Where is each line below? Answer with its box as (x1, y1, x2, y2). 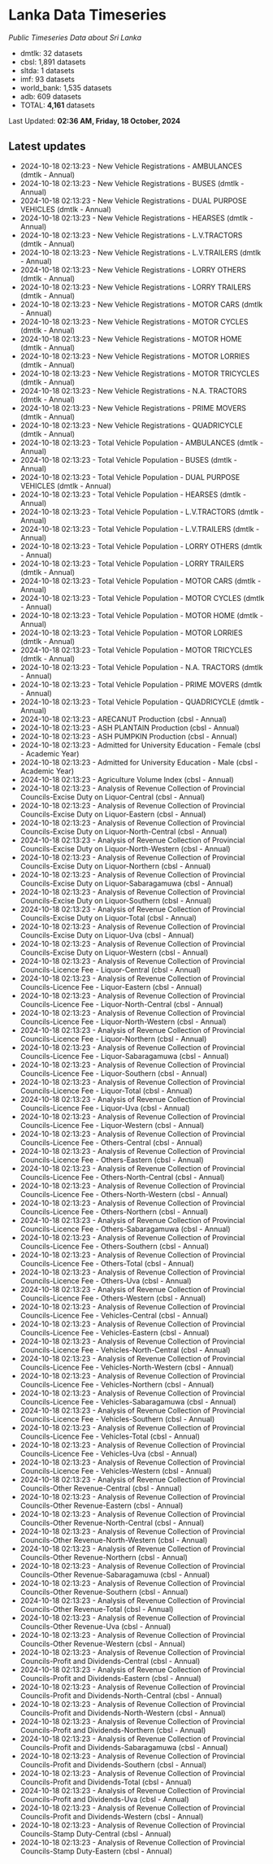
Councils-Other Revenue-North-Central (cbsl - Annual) (19, 1518, 205, 1527)
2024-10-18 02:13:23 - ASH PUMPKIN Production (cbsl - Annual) (19, 731, 238, 741)
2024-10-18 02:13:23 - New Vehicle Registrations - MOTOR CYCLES (19, 316, 249, 326)
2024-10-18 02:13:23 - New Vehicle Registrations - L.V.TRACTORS (19, 230, 243, 240)
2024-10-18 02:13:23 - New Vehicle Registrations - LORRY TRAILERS (19, 282, 252, 292)
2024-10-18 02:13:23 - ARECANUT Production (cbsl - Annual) (19, 714, 227, 724)
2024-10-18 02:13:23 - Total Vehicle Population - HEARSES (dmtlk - (19, 490, 246, 499)
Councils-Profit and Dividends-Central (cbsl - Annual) (19, 1656, 201, 1666)
